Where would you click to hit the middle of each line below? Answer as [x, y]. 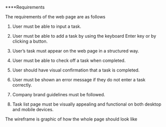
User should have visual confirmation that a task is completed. [76, 70]
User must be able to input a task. [47, 26]
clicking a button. [30, 41]
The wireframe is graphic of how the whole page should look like [71, 119]
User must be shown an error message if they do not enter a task [79, 80]
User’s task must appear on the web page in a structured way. [76, 51]
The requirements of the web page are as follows [55, 17]
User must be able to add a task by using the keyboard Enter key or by [84, 36]
